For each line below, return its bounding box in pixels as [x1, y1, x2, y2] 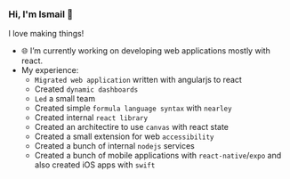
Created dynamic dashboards [34, 84, 139, 94]
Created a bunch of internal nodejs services [34, 141, 195, 151]
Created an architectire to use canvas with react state [34, 122, 229, 133]
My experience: [20, 65, 79, 76]
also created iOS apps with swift [34, 159, 156, 170]
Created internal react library [34, 112, 149, 123]
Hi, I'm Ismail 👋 [8, 8, 74, 20]
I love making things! [8, 28, 85, 39]
